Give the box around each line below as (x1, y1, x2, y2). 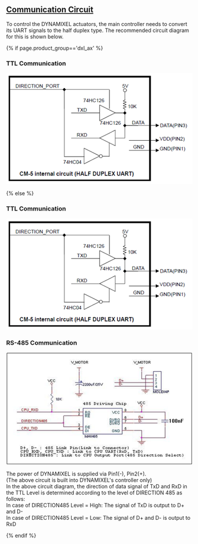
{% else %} (6, 190, 34, 197)
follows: (6, 495, 25, 502)
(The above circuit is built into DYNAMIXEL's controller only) (6, 476, 152, 484)
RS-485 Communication (6, 338, 77, 347)
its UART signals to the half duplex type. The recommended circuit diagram (6, 27, 189, 34)
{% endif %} (6, 532, 37, 539)
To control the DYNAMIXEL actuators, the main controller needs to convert (6, 20, 187, 27)
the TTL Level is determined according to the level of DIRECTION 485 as (6, 489, 183, 496)
